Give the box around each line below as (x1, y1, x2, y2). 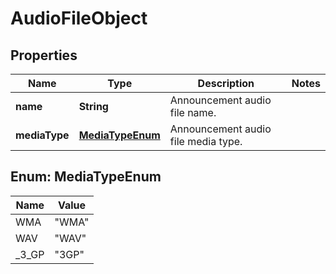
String (78, 100, 109, 113)
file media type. (169, 135, 243, 148)
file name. (169, 106, 217, 119)
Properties (10, 47, 78, 64)
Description (197, 77, 255, 90)
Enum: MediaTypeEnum (10, 168, 162, 186)
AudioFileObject (10, 7, 148, 30)
